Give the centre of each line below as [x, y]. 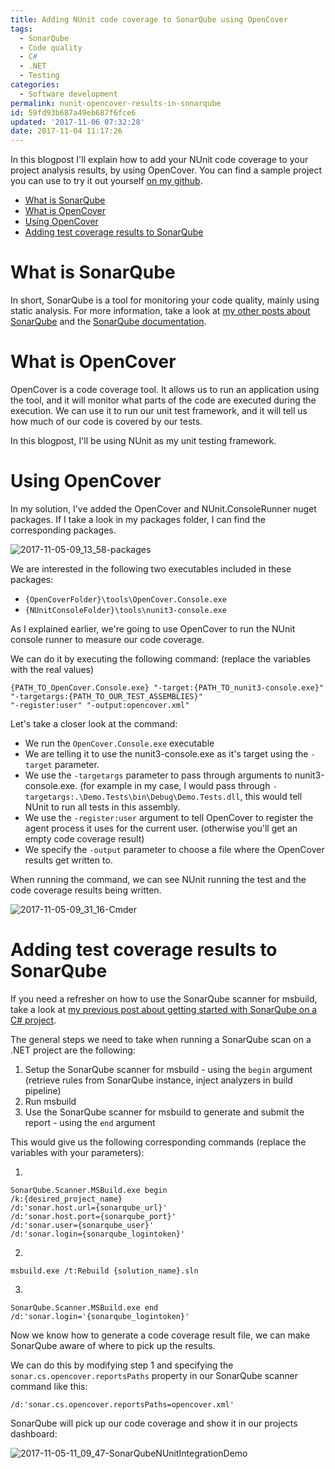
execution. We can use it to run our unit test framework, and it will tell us [159, 410]
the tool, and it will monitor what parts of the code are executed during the [163, 400]
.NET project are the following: [73, 1050]
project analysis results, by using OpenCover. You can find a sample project [166, 170]
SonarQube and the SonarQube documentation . [108, 322]
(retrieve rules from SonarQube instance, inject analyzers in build [158, 1080]
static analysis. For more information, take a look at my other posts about [160, 311]
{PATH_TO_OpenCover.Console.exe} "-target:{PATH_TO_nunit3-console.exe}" [167, 687]
